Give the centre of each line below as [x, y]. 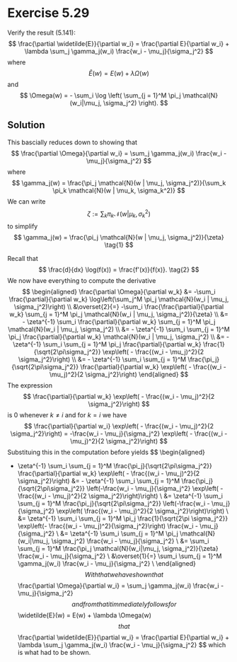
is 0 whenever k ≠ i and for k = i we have [67, 415]
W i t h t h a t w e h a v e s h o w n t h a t [124, 575]
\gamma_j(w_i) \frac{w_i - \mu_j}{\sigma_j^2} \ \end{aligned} [107, 564]
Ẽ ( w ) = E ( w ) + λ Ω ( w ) [119, 73]
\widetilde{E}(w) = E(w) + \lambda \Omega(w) [85, 615]
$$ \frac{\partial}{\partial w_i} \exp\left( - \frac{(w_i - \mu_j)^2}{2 [119, 426]
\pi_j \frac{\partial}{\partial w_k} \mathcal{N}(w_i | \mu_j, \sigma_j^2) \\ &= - [119, 337]
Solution [26, 125]
